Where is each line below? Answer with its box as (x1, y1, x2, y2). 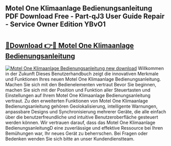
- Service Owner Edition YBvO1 (5, 20, 106, 29)
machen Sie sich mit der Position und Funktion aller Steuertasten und (5, 87, 151, 93)
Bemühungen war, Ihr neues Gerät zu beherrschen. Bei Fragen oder (5, 130, 148, 136)
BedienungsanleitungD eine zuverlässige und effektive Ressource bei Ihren (5, 125, 163, 131)
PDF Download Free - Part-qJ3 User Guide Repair (5, 12, 165, 21)
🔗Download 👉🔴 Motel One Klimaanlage (5, 41, 134, 50)
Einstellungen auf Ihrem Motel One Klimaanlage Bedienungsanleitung (5, 92, 151, 99)
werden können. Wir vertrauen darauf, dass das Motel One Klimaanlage (5, 119, 156, 126)
